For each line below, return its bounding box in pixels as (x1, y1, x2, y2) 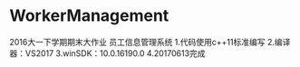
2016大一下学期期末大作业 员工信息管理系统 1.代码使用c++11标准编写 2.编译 (9, 36, 291, 47)
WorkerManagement (9, 5, 169, 26)
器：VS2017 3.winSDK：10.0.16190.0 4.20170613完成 (9, 47, 206, 59)
